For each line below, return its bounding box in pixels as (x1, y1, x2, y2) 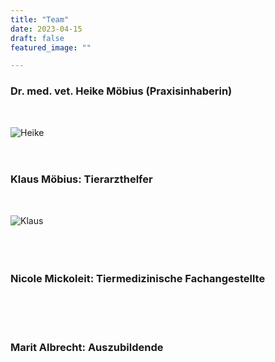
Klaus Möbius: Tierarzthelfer (10, 172, 153, 186)
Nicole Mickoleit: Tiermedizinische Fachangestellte (10, 271, 266, 285)
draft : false (10, 33, 65, 43)
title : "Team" (10, 14, 70, 25)
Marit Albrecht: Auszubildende (10, 341, 164, 355)
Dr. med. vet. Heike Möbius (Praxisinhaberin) (10, 84, 233, 98)
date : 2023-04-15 (10, 24, 83, 34)
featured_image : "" (10, 42, 92, 53)
